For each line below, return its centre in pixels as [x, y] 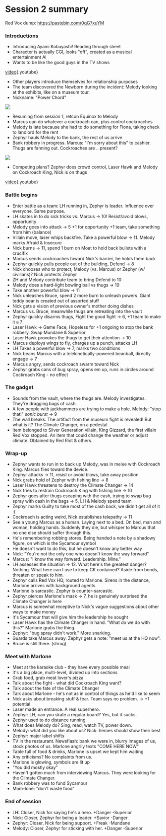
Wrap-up [16, 453]
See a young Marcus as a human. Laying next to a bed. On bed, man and [86, 522]
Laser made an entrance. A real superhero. [56, 709]
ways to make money [34, 612]
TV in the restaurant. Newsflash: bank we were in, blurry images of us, [84, 741]
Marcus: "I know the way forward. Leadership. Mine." [67, 559]
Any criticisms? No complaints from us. [52, 757]
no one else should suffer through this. [52, 533]
